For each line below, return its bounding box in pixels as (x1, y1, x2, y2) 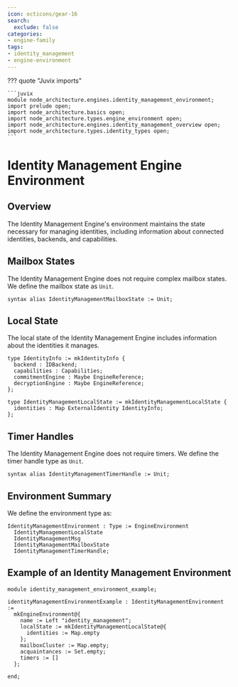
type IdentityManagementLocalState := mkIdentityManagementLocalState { (7, 399, 227, 406)
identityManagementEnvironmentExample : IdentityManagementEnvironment (7, 598, 224, 605)
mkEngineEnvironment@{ (13, 610, 81, 618)
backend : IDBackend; (13, 361, 78, 369)
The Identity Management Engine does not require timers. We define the (7, 449, 219, 458)
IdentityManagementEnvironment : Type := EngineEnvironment (7, 523, 190, 530)
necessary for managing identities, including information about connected (7, 227, 224, 236)
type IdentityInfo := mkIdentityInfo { (7, 355, 126, 362)
